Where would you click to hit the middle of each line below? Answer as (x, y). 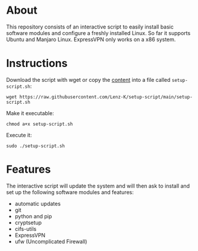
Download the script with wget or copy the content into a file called (88, 80)
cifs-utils (26, 228)
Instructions (37, 63)
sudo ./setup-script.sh (36, 146)
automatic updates (38, 204)
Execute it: (19, 135)
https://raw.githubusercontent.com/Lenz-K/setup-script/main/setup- (106, 97)
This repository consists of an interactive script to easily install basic (90, 27)
